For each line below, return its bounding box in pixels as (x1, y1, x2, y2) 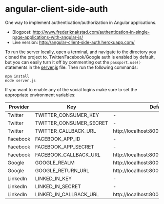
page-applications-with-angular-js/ (12, 34, 83, 40)
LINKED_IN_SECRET (35, 183, 82, 190)
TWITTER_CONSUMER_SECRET (35, 120, 108, 126)
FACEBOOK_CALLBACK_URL (35, 151, 101, 158)
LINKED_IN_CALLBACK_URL (35, 191, 99, 198)
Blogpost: (12, 29, 32, 35)
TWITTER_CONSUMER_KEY (35, 111, 99, 118)
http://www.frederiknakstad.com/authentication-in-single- (32, 29, 150, 35)
